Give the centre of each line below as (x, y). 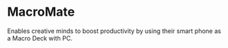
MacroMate (41, 12)
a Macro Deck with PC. (40, 38)
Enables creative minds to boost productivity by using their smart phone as (114, 31)
